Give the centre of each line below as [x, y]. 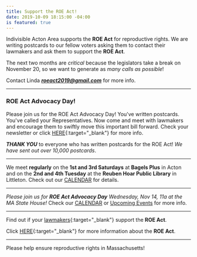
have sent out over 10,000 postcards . [51, 150]
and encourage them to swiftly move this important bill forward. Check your [97, 126]
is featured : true [28, 22]
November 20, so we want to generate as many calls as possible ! [85, 69]
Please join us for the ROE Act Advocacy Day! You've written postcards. [93, 114]
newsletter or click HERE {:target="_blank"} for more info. [75, 133]
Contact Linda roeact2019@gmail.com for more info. [71, 80]
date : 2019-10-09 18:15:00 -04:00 [48, 17]
